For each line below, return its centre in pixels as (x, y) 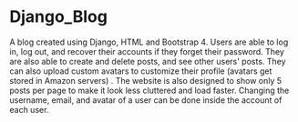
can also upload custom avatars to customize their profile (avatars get (141, 71)
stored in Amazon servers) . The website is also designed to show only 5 (146, 80)
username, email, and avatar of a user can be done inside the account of (146, 100)
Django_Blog (58, 17)
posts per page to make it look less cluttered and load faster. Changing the (149, 90)
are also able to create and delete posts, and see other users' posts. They (148, 61)
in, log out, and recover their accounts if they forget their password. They (147, 51)
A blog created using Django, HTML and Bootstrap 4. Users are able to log (149, 42)
